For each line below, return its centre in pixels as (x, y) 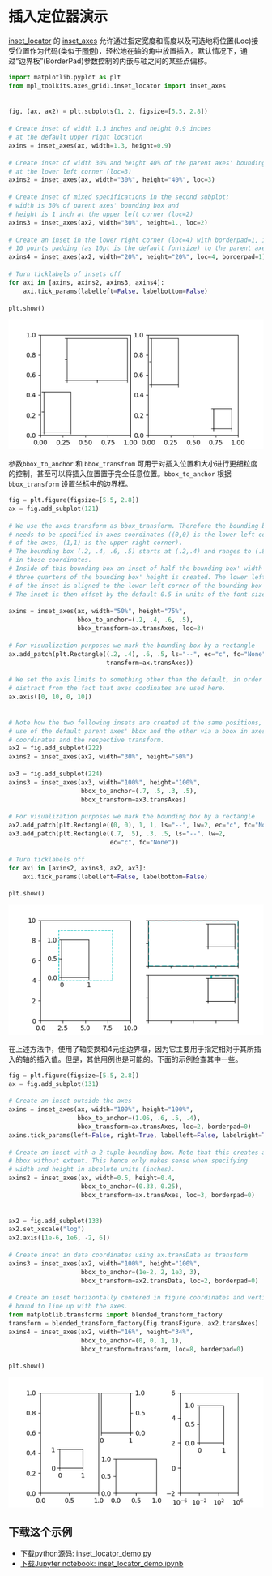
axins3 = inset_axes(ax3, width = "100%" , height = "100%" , (104, 782)
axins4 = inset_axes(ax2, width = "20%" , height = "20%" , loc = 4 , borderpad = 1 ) (137, 257)
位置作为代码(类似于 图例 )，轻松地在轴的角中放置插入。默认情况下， (128, 50)
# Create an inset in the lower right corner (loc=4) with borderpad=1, (134, 240)
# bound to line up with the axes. (68, 1307)
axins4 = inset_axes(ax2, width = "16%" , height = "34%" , (101, 1332)
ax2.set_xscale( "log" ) (47, 1230)
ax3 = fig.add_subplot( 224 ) (56, 774)
